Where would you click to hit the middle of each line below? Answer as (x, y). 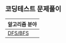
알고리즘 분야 (22, 24)
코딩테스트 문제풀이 (33, 9)
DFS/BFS (18, 33)
